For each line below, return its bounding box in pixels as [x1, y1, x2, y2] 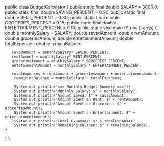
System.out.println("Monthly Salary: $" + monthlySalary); [14, 89, 137, 94]
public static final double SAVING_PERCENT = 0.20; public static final [5, 9, 146, 15]
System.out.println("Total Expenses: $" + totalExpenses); [14, 119, 137, 123]
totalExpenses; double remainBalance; [5, 41, 83, 46]
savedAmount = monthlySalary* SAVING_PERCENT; [11, 50, 109, 55]
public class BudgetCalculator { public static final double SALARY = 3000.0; [5, 4, 159, 10]
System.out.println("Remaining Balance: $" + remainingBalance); [14, 123, 151, 128]
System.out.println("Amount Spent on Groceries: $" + [14, 101, 126, 106]
